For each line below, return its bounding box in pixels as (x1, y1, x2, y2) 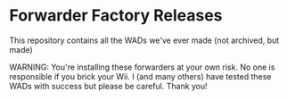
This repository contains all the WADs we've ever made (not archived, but (9, 35, 280, 46)
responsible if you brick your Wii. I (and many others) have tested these (9, 71, 272, 81)
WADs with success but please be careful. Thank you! (9, 80, 208, 91)
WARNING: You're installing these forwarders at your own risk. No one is (9, 62, 275, 72)
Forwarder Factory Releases (9, 5, 223, 26)
